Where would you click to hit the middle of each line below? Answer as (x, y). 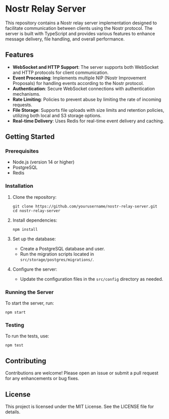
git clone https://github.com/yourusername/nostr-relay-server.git (85, 206)
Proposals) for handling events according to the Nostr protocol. (78, 83)
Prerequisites (22, 151)
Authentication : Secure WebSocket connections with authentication (84, 89)
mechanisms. (26, 94)
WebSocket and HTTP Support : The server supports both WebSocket (86, 67)
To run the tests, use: (27, 336)
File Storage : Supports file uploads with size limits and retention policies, (88, 110)
